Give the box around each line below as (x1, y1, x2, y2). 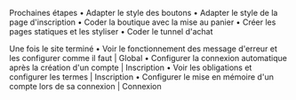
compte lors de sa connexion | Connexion (9, 81, 162, 91)
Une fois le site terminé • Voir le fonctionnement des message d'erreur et (9, 43, 278, 54)
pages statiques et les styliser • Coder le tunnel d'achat (9, 27, 213, 36)
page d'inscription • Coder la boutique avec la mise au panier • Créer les (9, 17, 276, 27)
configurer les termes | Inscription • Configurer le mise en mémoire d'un (9, 72, 274, 82)
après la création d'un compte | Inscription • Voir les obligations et (9, 62, 252, 73)
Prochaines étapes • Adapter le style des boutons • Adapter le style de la (9, 8, 278, 18)
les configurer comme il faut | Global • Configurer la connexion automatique (9, 53, 287, 63)
